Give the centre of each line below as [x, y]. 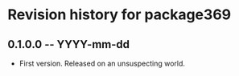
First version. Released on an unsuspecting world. [102, 63]
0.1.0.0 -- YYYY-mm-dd [69, 44]
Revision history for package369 [119, 15]
